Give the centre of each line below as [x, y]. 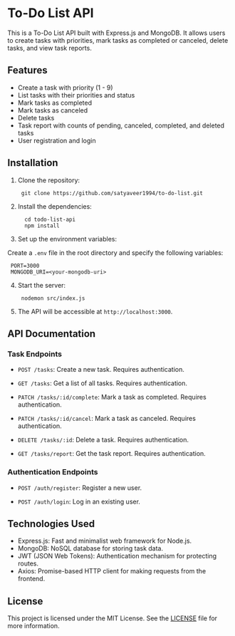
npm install [42, 226]
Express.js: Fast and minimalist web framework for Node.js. [105, 541]
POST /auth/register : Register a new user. [80, 488]
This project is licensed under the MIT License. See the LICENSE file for [113, 618]
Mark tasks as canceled [53, 110]
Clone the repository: [49, 180]
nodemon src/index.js [53, 298]
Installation [33, 163]
